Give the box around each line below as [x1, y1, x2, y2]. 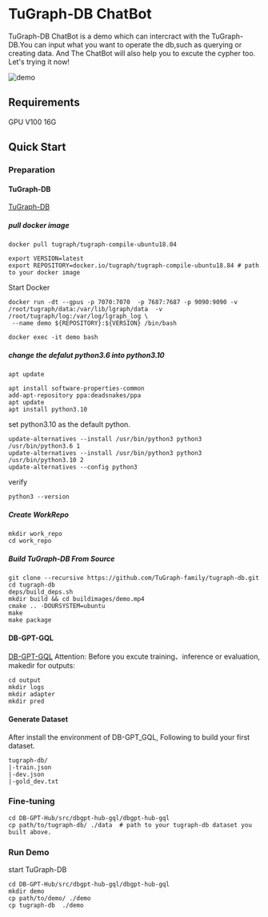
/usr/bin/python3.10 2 [8, 456, 84, 465]
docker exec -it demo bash [8, 334, 98, 342]
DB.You [8, 39, 33, 49]
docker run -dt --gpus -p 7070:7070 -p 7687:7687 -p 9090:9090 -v [8, 298, 238, 306]
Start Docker [8, 282, 50, 293]
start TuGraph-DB [8, 865, 67, 874]
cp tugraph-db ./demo [8, 902, 84, 910]
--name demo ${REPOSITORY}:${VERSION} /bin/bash [11, 319, 178, 327]
